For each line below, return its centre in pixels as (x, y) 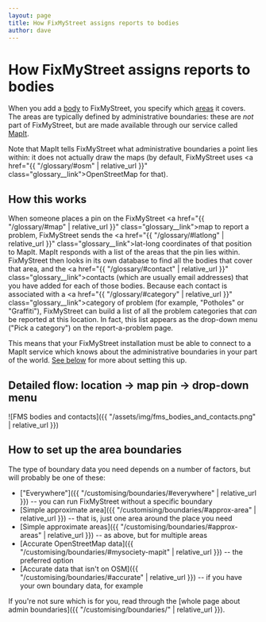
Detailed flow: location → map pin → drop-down (129, 385)
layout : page (30, 15)
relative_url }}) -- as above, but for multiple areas (127, 535)
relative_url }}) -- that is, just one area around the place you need (126, 518)
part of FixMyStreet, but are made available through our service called (123, 125)
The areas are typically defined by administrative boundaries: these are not (131, 117)
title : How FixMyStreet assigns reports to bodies (94, 23)
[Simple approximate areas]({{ (69, 526)
